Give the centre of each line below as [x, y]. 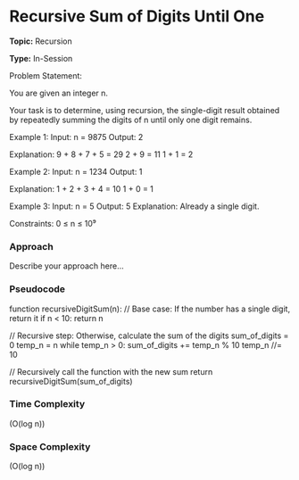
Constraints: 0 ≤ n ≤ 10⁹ [53, 223]
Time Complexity [47, 404]
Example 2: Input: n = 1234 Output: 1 [76, 171]
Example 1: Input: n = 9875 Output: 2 [76, 137]
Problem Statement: [46, 75]
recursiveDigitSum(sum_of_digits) [71, 381]
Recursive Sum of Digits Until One [137, 17]
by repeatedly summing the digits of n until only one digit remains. [131, 120]
